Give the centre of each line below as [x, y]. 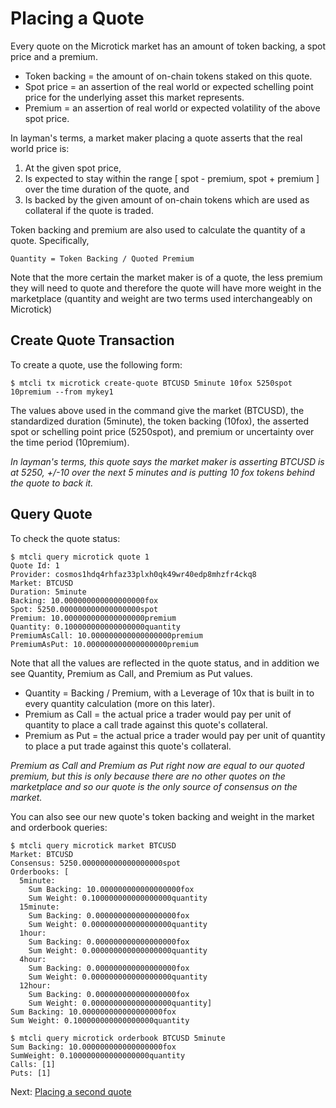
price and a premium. [54, 56]
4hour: [33, 959]
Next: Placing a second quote [71, 1091]
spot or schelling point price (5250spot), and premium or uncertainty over [162, 431]
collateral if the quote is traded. [89, 210]
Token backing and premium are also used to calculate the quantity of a [158, 229]
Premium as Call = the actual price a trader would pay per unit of [158, 714]
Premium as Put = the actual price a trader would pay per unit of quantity [175, 735]
